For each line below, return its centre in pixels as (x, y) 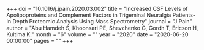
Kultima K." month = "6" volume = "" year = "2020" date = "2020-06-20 (97, 34)
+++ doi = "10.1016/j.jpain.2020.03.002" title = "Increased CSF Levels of (97, 9)
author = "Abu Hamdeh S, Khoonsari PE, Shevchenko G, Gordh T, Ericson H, (102, 28)
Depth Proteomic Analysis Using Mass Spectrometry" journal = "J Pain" (102, 21)
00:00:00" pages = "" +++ (40, 41)
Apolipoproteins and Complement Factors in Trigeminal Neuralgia (89, 15)
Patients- (184, 15)
